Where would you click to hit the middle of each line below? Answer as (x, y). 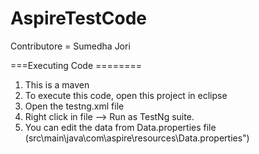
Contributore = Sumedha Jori (70, 46)
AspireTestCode (79, 18)
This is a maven (57, 84)
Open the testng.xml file (74, 106)
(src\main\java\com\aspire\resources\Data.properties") (137, 138)
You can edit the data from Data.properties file (120, 127)
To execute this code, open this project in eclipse (126, 95)
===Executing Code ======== (76, 65)
